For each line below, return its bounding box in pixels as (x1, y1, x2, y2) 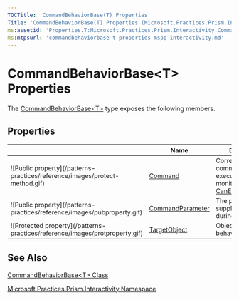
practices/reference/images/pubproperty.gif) (10, 207, 143, 217)
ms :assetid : (7, 26, 43, 33)
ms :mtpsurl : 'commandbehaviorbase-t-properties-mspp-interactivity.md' (7, 34, 224, 41)
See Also (7, 252, 48, 264)
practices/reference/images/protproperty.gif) (10, 229, 144, 238)
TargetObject (149, 225, 188, 234)
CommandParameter (149, 204, 210, 212)
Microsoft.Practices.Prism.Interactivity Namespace (7, 284, 156, 293)
